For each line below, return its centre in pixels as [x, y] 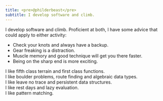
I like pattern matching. [29, 93]
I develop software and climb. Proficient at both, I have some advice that [81, 29]
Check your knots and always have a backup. [61, 45]
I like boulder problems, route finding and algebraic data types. [72, 76]
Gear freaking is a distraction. [44, 50]
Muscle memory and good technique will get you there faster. [77, 56]
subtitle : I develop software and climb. [50, 15]
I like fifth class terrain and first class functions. [55, 71]
